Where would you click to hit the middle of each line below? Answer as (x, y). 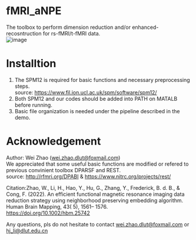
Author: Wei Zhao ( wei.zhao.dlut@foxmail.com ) (63, 157)
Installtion (31, 64)
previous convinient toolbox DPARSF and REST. (64, 170)
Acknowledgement (54, 141)
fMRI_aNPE (34, 11)
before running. (34, 105)
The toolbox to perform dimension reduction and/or (69, 27)
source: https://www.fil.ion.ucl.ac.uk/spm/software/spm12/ (86, 92)
